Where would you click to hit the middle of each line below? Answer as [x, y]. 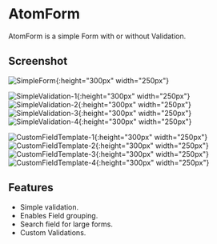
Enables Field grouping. [59, 215]
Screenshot [38, 61]
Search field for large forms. [66, 224]
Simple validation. [49, 207]
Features [31, 188]
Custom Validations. [53, 232]
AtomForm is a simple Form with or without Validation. [97, 36]
